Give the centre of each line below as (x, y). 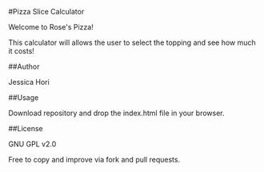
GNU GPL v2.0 (32, 144)
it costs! (21, 51)
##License (26, 128)
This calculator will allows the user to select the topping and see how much (132, 42)
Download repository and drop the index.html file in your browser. (116, 113)
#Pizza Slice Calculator (46, 12)
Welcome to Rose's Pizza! (51, 27)
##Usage (24, 98)
